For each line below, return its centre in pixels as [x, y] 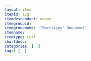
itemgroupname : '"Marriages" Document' [46, 28]
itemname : [15, 32]
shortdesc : [16, 42]
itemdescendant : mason [28, 19]
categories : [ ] [23, 46]
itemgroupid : [18, 23]
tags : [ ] [16, 51]
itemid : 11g [17, 14]
